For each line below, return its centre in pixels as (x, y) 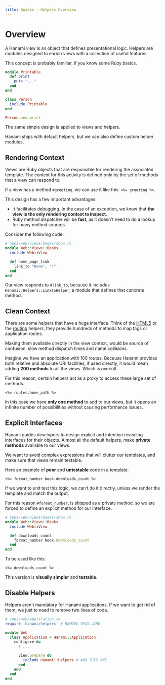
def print (20, 77)
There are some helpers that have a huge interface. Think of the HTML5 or (81, 323)
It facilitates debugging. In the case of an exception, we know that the (83, 209)
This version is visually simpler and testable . (51, 577)
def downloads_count (31, 536)
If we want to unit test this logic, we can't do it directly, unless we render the (83, 488)
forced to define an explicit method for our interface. (59, 508)
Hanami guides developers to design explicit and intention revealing (74, 435)
